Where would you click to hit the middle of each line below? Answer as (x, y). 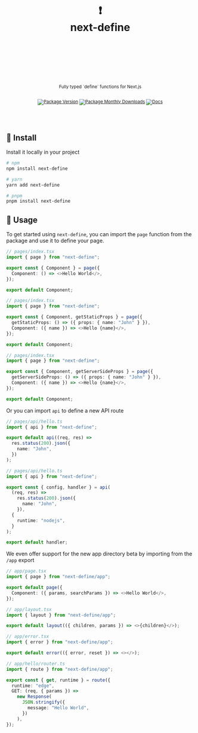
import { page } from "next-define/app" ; (58, 577)
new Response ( (34, 697)
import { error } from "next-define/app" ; (60, 642)
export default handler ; (37, 542)
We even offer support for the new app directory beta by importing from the (99, 554)
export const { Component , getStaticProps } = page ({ (75, 317)
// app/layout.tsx (29, 609)
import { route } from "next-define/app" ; (60, 669)
